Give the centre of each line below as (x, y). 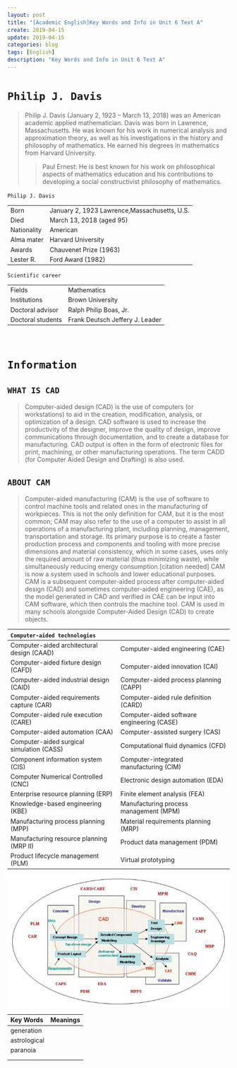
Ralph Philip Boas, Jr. (98, 310)
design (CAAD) (32, 653)
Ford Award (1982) (77, 259)
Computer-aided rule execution (56, 714)
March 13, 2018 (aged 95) (89, 220)
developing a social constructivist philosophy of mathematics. (132, 181)
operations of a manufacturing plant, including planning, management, (127, 529)
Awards (22, 249)
